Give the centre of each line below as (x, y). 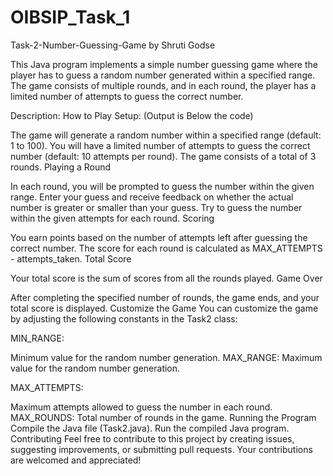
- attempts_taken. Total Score (71, 258)
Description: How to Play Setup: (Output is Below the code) (132, 115)
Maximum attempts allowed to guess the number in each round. (141, 407)
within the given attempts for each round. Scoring (112, 218)
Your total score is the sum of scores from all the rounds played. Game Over (166, 278)
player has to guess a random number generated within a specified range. (163, 75)
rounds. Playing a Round (61, 167)
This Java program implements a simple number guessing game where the (164, 64)
